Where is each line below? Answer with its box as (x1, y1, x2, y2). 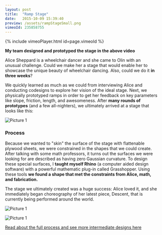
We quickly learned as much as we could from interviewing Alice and (5, 82, 143, 88)
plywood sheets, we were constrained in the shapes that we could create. (5, 146, 152, 151)
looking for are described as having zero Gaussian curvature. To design (5, 156, 147, 162)
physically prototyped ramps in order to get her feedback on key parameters (5, 93, 158, 99)
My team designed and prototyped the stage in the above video (5, 48, 135, 54)
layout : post (5, 7, 31, 12)
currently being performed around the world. (5, 196, 94, 202)
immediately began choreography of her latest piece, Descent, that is (5, 191, 143, 197)
